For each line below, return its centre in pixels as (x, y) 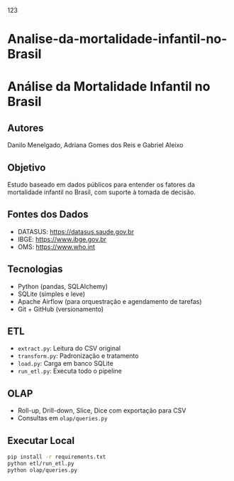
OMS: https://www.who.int (56, 247)
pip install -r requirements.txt (57, 457)
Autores (26, 128)
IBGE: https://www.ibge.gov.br (62, 239)
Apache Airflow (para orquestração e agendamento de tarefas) (110, 301)
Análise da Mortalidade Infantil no (109, 86)
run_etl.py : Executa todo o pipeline (69, 371)
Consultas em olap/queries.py (62, 418)
